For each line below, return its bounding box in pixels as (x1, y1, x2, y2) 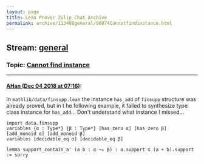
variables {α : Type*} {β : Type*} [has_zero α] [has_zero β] (6, 125, 167, 132)
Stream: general (6, 42, 69, 53)
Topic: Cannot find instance (6, 61, 90, 69)
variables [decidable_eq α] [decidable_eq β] (6, 136, 123, 142)
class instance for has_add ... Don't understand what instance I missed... (6, 108, 185, 116)
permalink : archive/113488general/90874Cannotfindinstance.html (6, 20, 172, 26)
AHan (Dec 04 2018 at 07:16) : (6, 82, 82, 90)
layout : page (6, 8, 39, 15)
